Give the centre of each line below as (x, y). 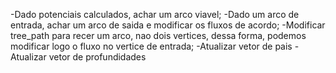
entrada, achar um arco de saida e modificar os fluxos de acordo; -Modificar (168, 25)
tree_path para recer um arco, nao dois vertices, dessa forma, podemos (158, 35)
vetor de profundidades (97, 57)
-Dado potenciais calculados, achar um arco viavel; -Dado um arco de (155, 14)
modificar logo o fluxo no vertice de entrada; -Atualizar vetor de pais (151, 46)
